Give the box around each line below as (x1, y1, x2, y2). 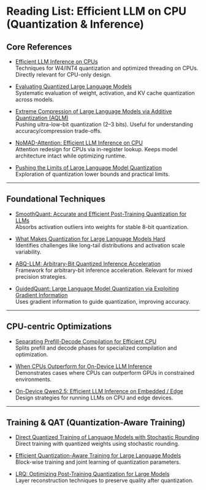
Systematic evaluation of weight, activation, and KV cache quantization (15, 89, 195, 96)
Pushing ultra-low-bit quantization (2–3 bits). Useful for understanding (15, 121, 193, 128)
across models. (15, 96, 55, 103)
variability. (15, 248, 42, 255)
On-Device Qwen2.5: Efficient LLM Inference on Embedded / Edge (15, 387, 184, 394)
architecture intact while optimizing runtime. (15, 152, 127, 159)
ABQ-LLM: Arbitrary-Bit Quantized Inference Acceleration (15, 260, 161, 267)
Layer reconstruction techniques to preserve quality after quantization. (15, 477, 194, 484)
